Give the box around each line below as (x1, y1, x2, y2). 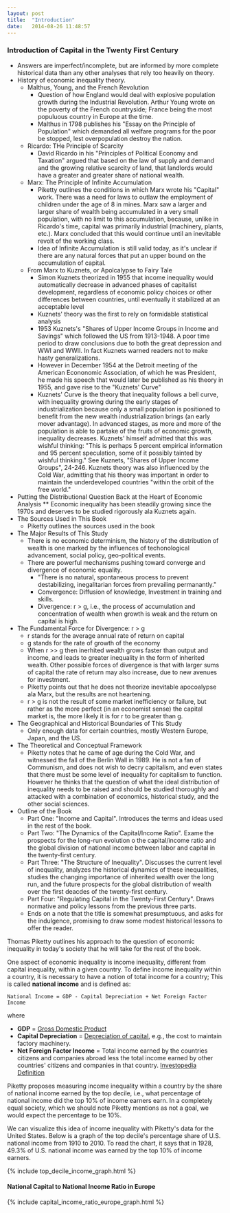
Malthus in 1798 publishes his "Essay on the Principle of (37, 120, 196, 128)
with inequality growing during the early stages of (37, 397, 179, 406)
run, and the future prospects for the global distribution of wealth (27, 880, 211, 888)
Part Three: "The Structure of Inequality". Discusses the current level (27, 858, 222, 866)
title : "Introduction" (7, 17, 76, 23)
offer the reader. (27, 923, 74, 932)
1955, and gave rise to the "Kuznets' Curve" (37, 383, 161, 391)
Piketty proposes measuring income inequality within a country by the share (7, 1082, 222, 1090)
